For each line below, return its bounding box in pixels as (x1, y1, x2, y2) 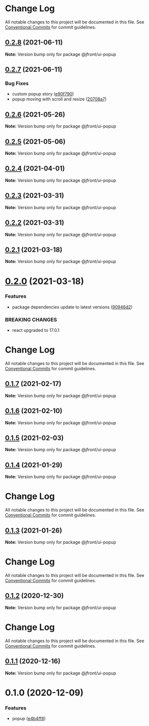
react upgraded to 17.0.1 (12, 327, 60, 333)
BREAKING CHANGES (5, 316, 57, 323)
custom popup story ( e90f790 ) (12, 91, 74, 97)
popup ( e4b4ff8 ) (12, 716, 46, 722)
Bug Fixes (5, 80, 29, 87)
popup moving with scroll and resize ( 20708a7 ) (12, 96, 107, 102)
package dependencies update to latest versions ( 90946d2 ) (12, 304, 132, 310)
